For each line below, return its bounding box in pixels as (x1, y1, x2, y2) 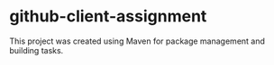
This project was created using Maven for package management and (9, 36, 266, 46)
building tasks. (9, 45, 64, 55)
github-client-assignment (9, 6, 207, 27)
